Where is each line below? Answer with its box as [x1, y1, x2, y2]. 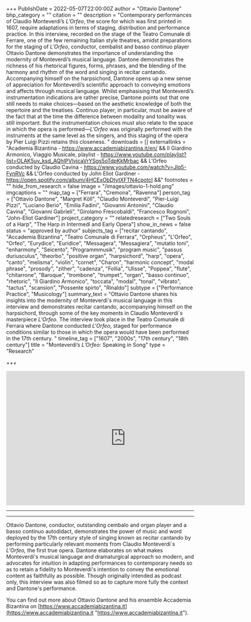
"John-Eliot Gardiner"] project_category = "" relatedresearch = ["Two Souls [6, 214, 191, 221]
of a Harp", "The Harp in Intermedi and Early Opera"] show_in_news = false [6, 221, 191, 227]
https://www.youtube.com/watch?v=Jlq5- [83, 164, 187, 171]
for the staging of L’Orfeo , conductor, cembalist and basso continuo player [6, 43, 190, 50]
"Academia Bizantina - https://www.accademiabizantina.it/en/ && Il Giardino [6, 144, 192, 152]
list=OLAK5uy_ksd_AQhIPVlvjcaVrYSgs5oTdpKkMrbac [6, 158, 140, 164]
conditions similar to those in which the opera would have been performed [6, 328, 189, 335]
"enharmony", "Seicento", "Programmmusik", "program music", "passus [6, 246, 182, 253]
